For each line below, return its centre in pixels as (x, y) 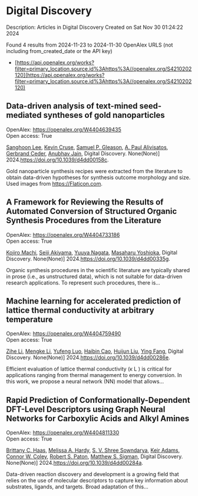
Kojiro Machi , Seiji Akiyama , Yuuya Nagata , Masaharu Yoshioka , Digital (92, 252)
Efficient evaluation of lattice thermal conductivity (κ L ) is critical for (89, 369)
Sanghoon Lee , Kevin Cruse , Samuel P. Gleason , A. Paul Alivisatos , (87, 147)
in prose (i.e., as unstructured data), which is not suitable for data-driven (94, 276)
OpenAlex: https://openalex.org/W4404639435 (64, 129)
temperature (29, 319)
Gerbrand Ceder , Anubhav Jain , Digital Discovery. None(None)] (83, 153)
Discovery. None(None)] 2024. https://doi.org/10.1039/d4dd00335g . (88, 259)
